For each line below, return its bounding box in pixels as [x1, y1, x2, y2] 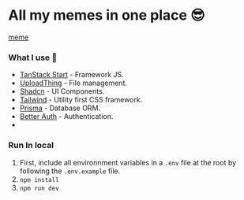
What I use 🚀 [8, 52, 58, 63]
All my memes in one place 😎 [8, 6, 205, 24]
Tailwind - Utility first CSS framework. [19, 95, 143, 105]
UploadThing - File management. [19, 78, 128, 88]
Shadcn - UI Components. [19, 87, 105, 96]
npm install [19, 176, 59, 183]
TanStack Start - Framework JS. [19, 70, 124, 80]
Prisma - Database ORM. [19, 103, 101, 113]
